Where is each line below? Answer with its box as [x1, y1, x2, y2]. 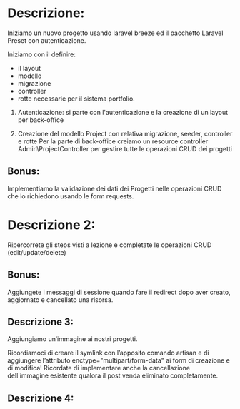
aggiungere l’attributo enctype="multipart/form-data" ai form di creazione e [7, 356, 230, 365]
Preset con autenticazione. [7, 36, 86, 44]
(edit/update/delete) [7, 248, 66, 256]
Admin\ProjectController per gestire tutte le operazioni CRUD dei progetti [17, 144, 232, 153]
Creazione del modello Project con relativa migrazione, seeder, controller [17, 129, 233, 138]
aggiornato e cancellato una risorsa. [7, 295, 114, 304]
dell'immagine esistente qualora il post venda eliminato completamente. [7, 371, 219, 380]
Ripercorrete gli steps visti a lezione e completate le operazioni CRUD [7, 241, 212, 249]
